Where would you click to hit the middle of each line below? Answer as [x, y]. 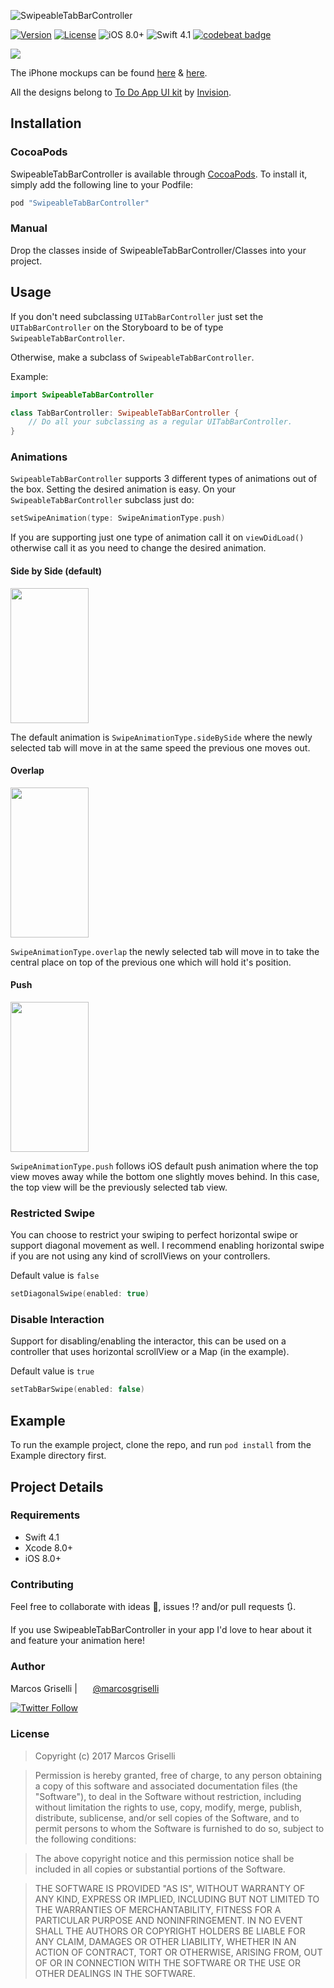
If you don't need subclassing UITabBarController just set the [137, 316]
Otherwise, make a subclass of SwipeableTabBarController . [132, 357]
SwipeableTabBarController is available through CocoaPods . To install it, [159, 174]
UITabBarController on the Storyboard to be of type [117, 327]
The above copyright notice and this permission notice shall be [164, 1858]
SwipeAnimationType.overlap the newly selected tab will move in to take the [165, 951]
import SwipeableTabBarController [82, 395]
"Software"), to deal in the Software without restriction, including [168, 1796]
